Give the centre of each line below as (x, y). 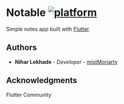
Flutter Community (29, 95)
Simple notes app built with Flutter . (48, 29)
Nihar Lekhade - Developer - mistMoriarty (66, 61)
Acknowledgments (42, 81)
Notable (26, 13)
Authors (22, 48)
